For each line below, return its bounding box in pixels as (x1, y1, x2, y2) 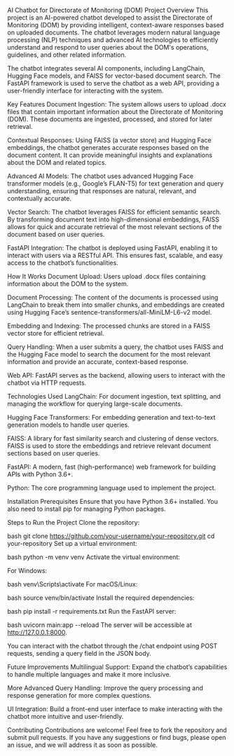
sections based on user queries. (7, 449, 100, 458)
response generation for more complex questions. (7, 692, 152, 699)
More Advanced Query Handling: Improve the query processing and (7, 684, 203, 692)
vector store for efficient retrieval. (7, 329, 104, 337)
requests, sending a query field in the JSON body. (7, 650, 152, 657)
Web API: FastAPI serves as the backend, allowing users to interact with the (7, 371, 226, 379)
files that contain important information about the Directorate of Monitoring (7, 108, 223, 116)
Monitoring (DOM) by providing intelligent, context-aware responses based (7, 21, 224, 29)
